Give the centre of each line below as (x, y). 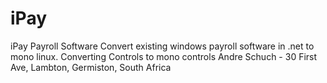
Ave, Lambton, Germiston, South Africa (91, 67)
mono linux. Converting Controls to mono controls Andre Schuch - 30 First (164, 56)
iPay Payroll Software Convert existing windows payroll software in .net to (162, 46)
